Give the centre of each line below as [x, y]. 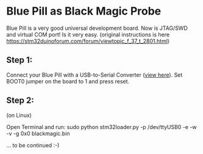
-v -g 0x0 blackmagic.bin [38, 133]
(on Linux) [19, 115]
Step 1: [20, 60]
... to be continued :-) [33, 145]
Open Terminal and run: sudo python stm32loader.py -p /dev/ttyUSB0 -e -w [101, 127]
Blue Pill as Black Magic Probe [84, 11]
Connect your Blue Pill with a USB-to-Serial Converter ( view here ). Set [94, 75]
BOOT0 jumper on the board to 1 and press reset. [68, 81]
